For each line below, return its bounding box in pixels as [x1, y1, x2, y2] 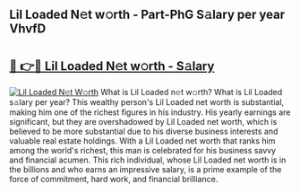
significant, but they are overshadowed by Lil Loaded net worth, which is [9, 117, 278, 127]
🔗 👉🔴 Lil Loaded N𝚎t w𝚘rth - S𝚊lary [9, 58, 215, 74]
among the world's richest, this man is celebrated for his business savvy [9, 145, 276, 155]
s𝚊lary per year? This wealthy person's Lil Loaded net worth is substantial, [9, 97, 285, 107]
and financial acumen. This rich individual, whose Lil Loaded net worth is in [9, 154, 287, 165]
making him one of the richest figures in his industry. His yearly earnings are [9, 107, 291, 118]
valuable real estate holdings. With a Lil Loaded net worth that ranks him [9, 136, 276, 146]
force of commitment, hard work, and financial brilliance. [9, 174, 219, 184]
